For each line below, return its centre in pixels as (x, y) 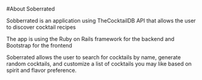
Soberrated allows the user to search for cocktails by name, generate (94, 57)
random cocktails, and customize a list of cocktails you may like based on (99, 64)
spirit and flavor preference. (42, 70)
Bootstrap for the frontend (39, 45)
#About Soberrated (31, 9)
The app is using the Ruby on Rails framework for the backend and (90, 39)
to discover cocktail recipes (41, 27)
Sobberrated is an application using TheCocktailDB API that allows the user (101, 20)
